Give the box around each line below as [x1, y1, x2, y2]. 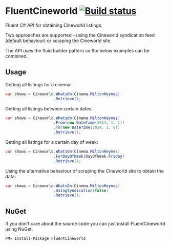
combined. [5, 53, 28, 59]
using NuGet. [5, 226, 33, 232]
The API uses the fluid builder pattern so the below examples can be [5, 47, 150, 53]
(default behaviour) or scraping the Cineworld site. [5, 37, 112, 44]
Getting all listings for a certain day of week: [5, 139, 98, 145]
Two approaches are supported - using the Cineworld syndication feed [5, 32, 155, 38]
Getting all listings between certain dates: [5, 105, 93, 111]
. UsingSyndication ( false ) [53, 188, 109, 193]
